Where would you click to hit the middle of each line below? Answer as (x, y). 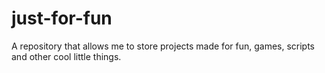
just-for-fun (62, 18)
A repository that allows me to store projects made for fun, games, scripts (163, 46)
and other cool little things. (66, 56)
